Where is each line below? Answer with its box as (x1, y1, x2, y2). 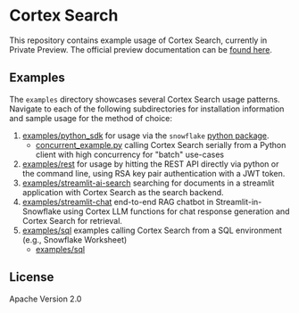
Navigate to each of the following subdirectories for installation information (9, 103, 285, 114)
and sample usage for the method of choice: (9, 112, 172, 123)
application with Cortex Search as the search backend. (21, 186, 225, 197)
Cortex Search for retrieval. (21, 215, 123, 226)
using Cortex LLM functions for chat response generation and (62, 206, 290, 217)
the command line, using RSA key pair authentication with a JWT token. (21, 168, 286, 178)
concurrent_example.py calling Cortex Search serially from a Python (35, 139, 287, 150)
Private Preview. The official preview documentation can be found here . (9, 44, 272, 54)
